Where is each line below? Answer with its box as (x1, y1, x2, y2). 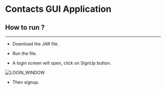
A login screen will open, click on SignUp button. (12, 60, 111, 66)
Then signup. (12, 79, 40, 85)
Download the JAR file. (12, 41, 59, 46)
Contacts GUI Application (5, 3, 112, 15)
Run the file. (12, 50, 37, 56)
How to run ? (5, 23, 45, 32)
